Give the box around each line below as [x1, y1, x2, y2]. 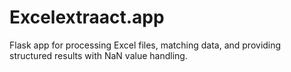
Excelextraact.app [9, 6, 165, 29]
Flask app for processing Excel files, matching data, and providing [9, 39, 282, 51]
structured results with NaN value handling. [9, 49, 188, 61]
